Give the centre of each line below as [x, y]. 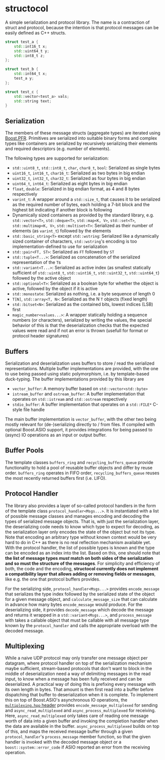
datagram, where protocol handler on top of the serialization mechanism [78, 663]
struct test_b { [22, 69]
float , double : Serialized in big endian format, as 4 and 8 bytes [76, 189]
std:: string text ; [33, 101]
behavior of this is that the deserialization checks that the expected [81, 325]
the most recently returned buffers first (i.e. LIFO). [56, 478]
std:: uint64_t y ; [32, 51]
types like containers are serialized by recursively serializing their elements [81, 143]
